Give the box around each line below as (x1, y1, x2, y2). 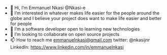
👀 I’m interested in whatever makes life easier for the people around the (10, 10, 160, 16)
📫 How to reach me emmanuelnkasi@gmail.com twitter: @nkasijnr (10, 37, 150, 42)
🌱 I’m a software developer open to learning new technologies (10, 26, 140, 32)
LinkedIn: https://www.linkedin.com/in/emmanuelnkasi (10, 44, 124, 50)
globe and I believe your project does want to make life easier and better (10, 15, 162, 21)
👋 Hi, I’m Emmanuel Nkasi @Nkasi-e (10, 5, 86, 10)
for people (10, 20, 32, 26)
